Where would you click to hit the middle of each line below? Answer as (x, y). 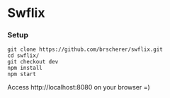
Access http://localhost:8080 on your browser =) (79, 87)
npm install (25, 68)
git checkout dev (33, 62)
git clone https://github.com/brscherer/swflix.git (85, 50)
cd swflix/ (23, 56)
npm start (22, 74)
